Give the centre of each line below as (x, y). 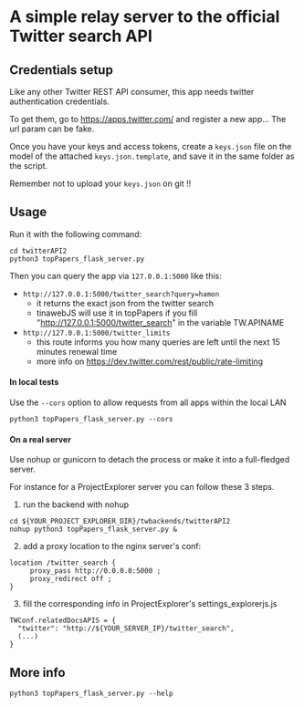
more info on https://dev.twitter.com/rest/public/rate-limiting (149, 361)
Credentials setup (62, 70)
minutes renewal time (77, 351)
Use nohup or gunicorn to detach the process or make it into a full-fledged (150, 460)
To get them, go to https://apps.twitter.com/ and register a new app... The (148, 119)
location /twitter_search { (63, 563)
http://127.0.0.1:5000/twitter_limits (96, 333)
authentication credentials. (59, 101)
